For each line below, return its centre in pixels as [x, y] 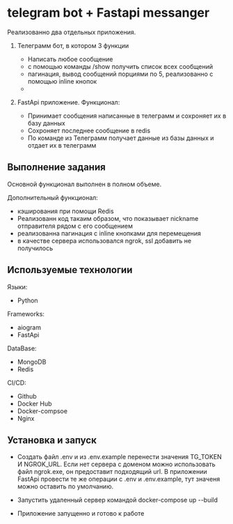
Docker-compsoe [42, 411]
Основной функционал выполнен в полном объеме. [85, 184]
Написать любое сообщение [70, 59]
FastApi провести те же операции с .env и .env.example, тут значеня [119, 479]
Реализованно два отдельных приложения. [72, 32]
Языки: [17, 286]
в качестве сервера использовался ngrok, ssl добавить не [104, 240]
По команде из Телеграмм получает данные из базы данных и [121, 138]
